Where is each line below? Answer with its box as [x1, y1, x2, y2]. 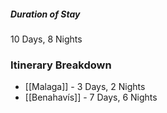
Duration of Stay [10, 8, 81, 20]
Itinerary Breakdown [10, 58, 112, 72]
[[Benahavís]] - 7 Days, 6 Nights [24, 91, 158, 104]
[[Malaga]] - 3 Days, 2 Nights [24, 81, 146, 93]
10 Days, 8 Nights [10, 33, 83, 45]
